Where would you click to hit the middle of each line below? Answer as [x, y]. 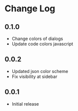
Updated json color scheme [40, 71]
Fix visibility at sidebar [35, 76]
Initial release [25, 104]
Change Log [30, 9]
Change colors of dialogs [37, 38]
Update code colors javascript [42, 44]
